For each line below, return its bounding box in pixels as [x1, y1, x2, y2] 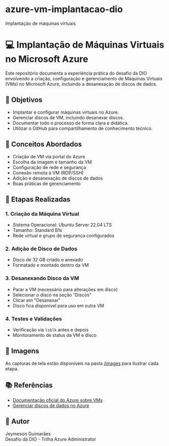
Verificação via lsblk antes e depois [12, 327, 89, 333]
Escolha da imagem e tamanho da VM [12, 159, 92, 165]
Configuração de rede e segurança [12, 164, 86, 170]
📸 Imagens [5, 347, 40, 356]
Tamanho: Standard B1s [12, 227, 62, 233]
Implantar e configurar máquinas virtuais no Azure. [12, 109, 119, 115]
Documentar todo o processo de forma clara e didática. [12, 120, 129, 126]
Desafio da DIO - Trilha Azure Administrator [5, 436, 96, 442]
